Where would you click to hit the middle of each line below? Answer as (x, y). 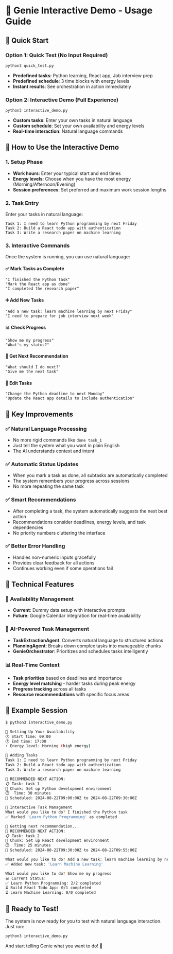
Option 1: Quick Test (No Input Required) (57, 55)
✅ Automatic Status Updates (42, 464)
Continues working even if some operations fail (63, 568)
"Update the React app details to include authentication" (70, 398)
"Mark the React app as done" (38, 284)
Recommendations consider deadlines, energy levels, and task (79, 522)
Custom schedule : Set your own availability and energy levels (79, 126)
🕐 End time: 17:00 (26, 741)
